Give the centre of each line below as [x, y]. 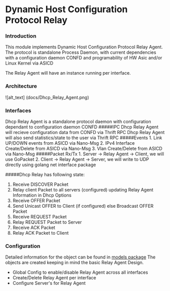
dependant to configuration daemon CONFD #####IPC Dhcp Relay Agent [82, 127]
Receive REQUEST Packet [39, 217]
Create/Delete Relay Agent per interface [54, 278]
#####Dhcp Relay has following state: [45, 175]
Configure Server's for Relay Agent [49, 283]
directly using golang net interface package [51, 165]
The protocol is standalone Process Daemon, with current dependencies [81, 52]
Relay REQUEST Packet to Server [47, 222]
